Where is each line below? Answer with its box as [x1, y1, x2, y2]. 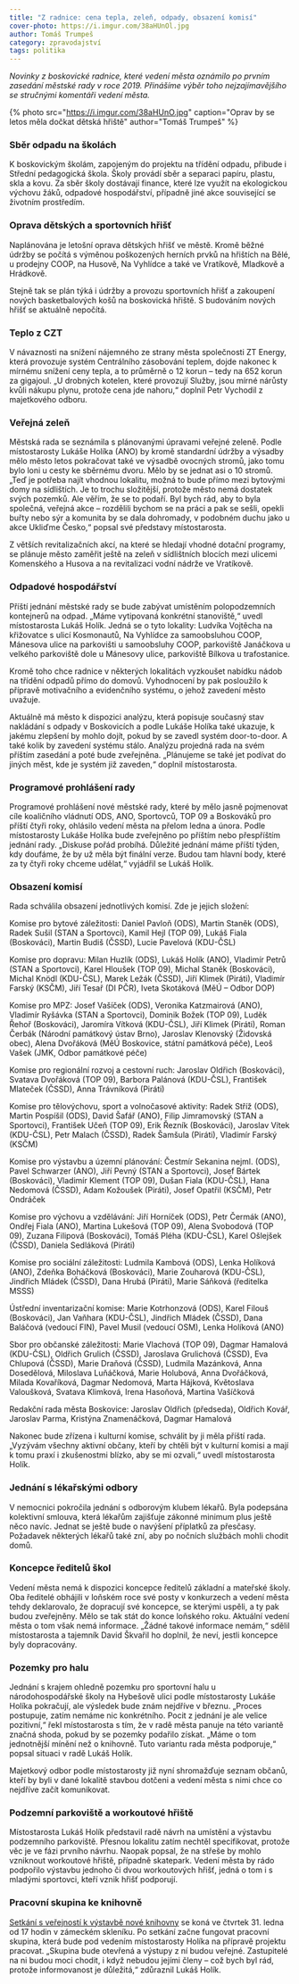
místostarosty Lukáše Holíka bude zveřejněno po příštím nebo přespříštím [9, 829, 281, 840]
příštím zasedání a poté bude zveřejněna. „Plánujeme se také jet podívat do [9, 749, 287, 760]
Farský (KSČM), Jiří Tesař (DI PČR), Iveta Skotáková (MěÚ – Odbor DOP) [9, 983, 275, 993]
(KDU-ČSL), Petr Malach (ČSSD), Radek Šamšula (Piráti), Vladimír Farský [9, 1130, 278, 1141]
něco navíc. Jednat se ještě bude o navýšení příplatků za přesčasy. [9, 1521, 256, 1532]
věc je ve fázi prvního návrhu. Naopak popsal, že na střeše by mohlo [9, 1846, 262, 1856]
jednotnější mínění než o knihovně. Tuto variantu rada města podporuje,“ [9, 1739, 277, 1749]
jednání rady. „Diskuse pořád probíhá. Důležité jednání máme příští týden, [9, 839, 279, 850]
